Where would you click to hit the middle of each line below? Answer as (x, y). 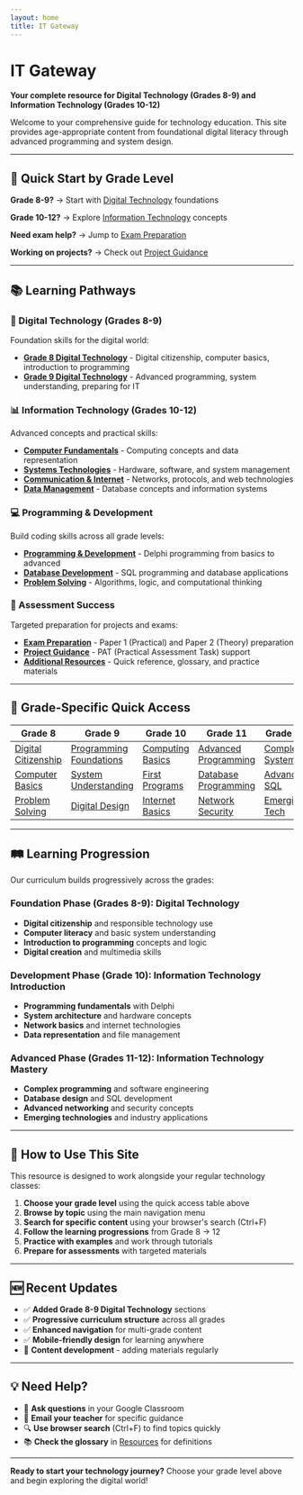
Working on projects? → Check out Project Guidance (109, 252)
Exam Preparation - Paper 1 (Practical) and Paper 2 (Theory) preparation (158, 642)
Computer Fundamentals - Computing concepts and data (131, 450)
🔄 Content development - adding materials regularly (121, 1350)
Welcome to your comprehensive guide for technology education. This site (148, 122)
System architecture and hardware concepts (107, 1016)
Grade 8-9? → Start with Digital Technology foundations (115, 200)
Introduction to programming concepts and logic (115, 942)
